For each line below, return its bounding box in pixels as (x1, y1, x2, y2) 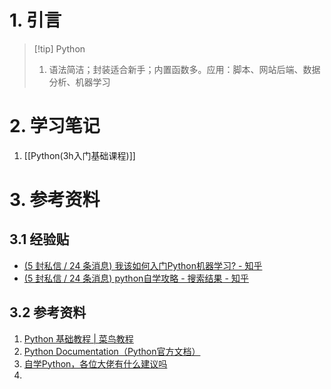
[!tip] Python (33, 42, 86, 55)
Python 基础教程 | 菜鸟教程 (23, 332, 134, 345)
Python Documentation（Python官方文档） (23, 345, 201, 357)
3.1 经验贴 (9, 231, 70, 248)
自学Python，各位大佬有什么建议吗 (23, 357, 168, 370)
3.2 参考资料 (9, 304, 87, 321)
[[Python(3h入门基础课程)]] (23, 149, 136, 161)
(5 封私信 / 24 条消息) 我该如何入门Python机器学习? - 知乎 (23, 259, 263, 271)
